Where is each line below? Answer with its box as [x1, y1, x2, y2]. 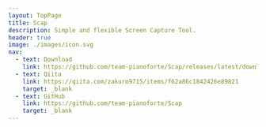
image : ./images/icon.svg [8, 41, 93, 49]
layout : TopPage [8, 11, 62, 20]
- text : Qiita [15, 70, 62, 78]
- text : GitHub [15, 92, 66, 100]
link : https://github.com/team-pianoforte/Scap [22, 99, 182, 107]
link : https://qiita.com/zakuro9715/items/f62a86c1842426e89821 [22, 77, 239, 85]
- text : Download [15, 56, 73, 64]
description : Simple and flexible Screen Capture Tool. [8, 26, 196, 34]
